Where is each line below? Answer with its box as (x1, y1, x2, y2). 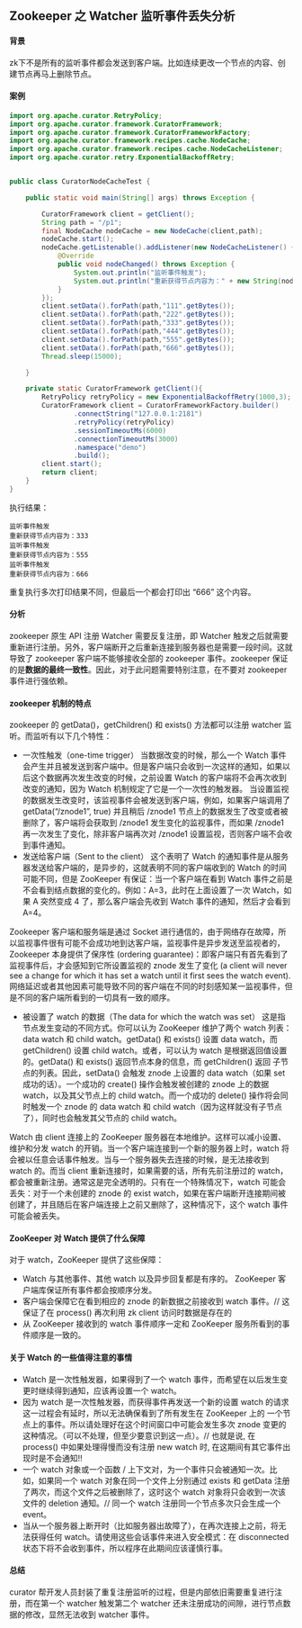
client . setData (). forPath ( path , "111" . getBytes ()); (41, 301, 235, 310)
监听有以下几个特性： (32, 731, 112, 742)
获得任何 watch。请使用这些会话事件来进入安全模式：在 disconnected (30, 1531, 289, 1542)
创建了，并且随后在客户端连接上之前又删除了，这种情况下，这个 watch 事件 (9, 1200, 289, 1210)
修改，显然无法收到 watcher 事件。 (24, 1609, 155, 1620)
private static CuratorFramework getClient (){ (25, 384, 203, 393)
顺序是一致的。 (30, 1330, 86, 1341)
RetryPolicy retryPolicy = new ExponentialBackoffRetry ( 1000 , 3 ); (41, 392, 292, 402)
